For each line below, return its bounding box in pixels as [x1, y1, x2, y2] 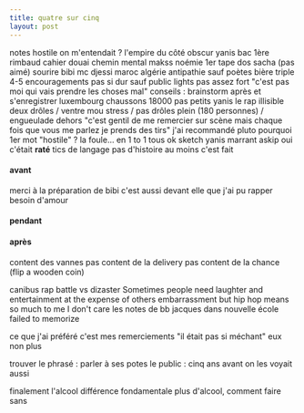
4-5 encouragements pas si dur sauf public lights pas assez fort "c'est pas [9, 76, 289, 87]
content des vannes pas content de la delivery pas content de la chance [9, 256, 280, 267]
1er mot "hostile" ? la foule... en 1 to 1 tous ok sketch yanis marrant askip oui [9, 134, 293, 145]
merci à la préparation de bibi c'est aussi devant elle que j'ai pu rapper [9, 184, 273, 196]
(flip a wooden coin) [9, 266, 85, 277]
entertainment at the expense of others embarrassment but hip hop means [9, 294, 289, 305]
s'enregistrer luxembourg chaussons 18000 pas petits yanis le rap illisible [9, 95, 285, 106]
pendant [9, 215, 43, 226]
